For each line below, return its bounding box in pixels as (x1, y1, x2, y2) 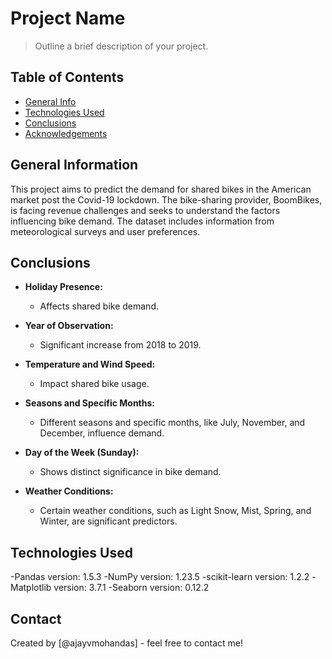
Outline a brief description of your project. (34, 40, 209, 52)
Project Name (10, 7, 126, 30)
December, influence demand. (39, 427, 165, 439)
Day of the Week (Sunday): (24, 447, 140, 459)
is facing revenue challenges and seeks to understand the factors (10, 204, 281, 216)
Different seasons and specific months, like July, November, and (39, 417, 306, 429)
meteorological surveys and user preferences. (10, 225, 201, 237)
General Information (10, 157, 139, 174)
